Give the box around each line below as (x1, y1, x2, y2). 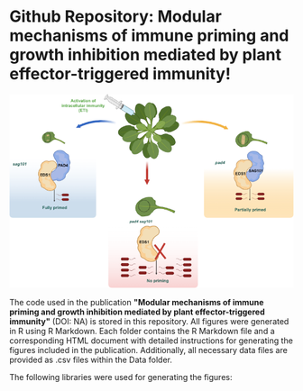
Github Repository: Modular (9, 6, 223, 27)
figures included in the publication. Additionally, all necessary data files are (9, 344, 289, 355)
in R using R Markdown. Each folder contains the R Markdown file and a (9, 325, 275, 336)
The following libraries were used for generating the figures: (9, 371, 233, 382)
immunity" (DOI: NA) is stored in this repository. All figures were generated (9, 315, 289, 326)
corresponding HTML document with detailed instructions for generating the (9, 335, 293, 346)
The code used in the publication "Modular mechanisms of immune (9, 296, 264, 307)
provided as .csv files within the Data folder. (9, 354, 173, 365)
